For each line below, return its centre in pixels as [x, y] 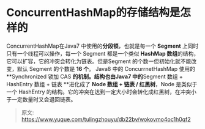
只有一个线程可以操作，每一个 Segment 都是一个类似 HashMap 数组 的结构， [103, 53]
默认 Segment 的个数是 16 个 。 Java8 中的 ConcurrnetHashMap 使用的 [106, 68]
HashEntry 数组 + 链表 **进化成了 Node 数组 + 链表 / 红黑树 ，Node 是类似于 [102, 84]
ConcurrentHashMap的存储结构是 [93, 13]
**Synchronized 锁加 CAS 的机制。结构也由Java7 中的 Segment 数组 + [95, 76]
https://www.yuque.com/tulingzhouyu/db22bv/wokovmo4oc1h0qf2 [106, 119]
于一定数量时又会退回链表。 [41, 99]
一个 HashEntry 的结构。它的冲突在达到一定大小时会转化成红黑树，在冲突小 [102, 92]
